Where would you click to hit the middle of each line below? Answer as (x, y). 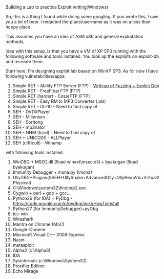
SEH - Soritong (28, 122)
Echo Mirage (25, 271)
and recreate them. (25, 61)
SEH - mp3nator (29, 127)
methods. (15, 42)
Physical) (22, 183)
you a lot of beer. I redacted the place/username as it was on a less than (78, 22)
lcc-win (20, 214)
